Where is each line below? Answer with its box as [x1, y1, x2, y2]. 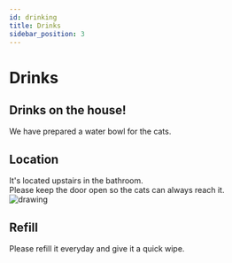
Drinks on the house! [9, 103, 127, 118]
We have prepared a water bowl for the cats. [9, 126, 172, 137]
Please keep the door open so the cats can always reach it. [9, 185, 225, 196]
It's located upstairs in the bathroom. [9, 175, 143, 186]
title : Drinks [9, 21, 62, 30]
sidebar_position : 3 [9, 29, 86, 38]
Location [9, 151, 59, 166]
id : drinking [9, 12, 58, 22]
